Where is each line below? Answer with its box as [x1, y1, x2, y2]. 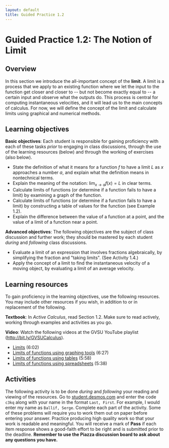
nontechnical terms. [12, 175, 54, 181]
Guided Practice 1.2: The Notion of [5, 34, 152, 45]
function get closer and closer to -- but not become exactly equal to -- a [5, 89, 155, 95]
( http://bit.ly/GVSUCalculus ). [5, 334, 65, 340]
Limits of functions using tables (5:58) [12, 355, 92, 361]
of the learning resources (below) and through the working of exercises [5, 149, 154, 155]
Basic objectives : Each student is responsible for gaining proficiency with [5, 138, 159, 144]
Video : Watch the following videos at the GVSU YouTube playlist [5, 329, 139, 335]
